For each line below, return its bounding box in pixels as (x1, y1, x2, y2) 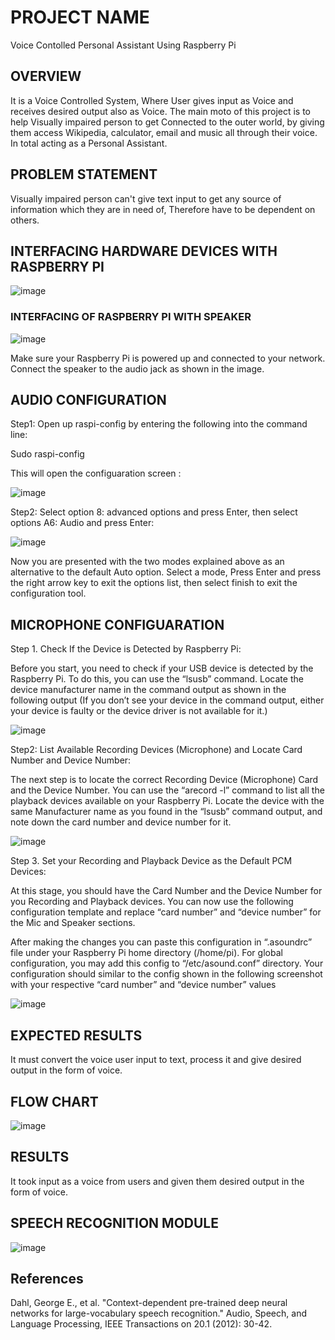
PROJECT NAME (10, 6, 150, 29)
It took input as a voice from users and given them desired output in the (10, 1175, 305, 1187)
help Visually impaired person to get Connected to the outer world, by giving (10, 116, 325, 128)
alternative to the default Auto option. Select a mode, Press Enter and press (10, 566, 322, 578)
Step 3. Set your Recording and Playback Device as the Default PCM (10, 855, 293, 867)
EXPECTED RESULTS (10, 1027, 143, 1044)
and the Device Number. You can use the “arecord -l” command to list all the (10, 784, 325, 796)
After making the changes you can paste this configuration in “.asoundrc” (10, 936, 313, 948)
